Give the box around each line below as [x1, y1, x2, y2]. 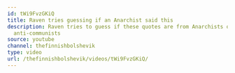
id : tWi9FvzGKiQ [7, 10, 55, 17]
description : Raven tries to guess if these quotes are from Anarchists [7, 23, 224, 30]
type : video [7, 49, 42, 56]
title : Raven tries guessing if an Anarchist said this [7, 17, 173, 24]
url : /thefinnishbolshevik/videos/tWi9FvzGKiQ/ [7, 56, 149, 63]
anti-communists [13, 29, 61, 37]
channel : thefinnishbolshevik [7, 42, 96, 49]
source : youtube [7, 36, 55, 43]
